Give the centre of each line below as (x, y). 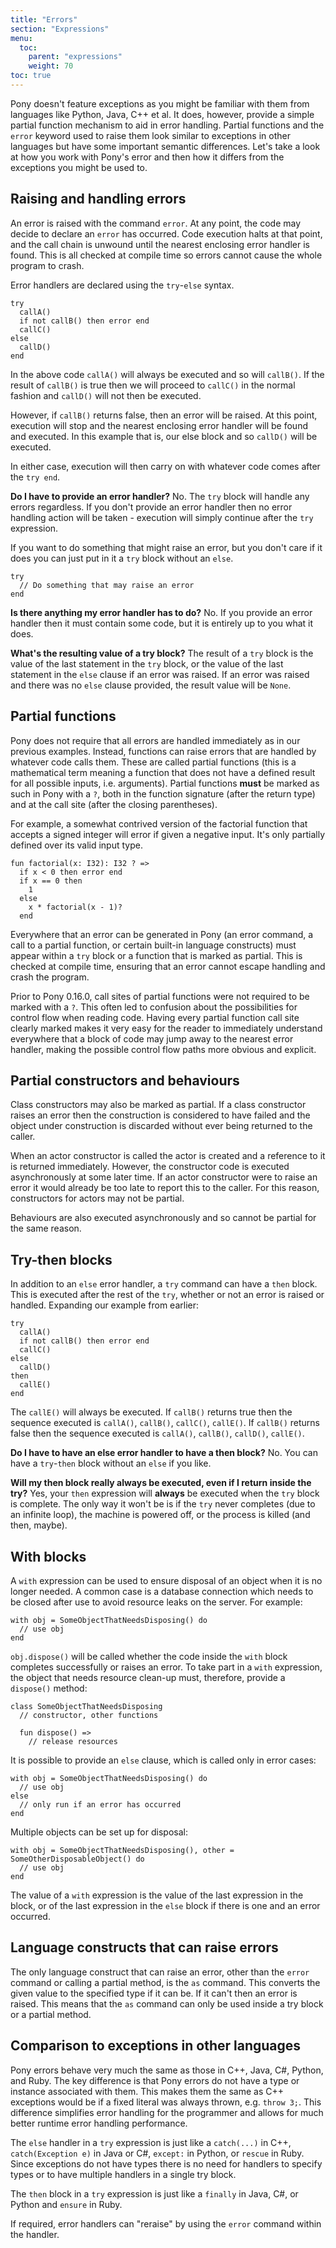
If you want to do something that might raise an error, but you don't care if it (166, 547)
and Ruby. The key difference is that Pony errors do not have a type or (155, 2080)
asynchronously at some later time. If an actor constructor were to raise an (164, 1177)
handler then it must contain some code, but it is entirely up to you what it (162, 623)
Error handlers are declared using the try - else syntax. (122, 285)
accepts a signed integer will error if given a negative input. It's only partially (168, 834)
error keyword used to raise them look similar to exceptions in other (150, 135)
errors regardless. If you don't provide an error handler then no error (151, 507)
